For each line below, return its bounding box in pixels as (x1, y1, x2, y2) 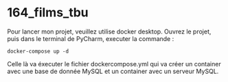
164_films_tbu (7, 5, 89, 20)
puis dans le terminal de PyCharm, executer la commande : (7, 34, 174, 42)
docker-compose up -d (7, 48, 69, 55)
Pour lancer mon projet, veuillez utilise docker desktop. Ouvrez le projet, (7, 27, 212, 36)
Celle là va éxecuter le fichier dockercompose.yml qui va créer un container (7, 59, 221, 68)
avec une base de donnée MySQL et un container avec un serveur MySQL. (7, 67, 219, 75)
